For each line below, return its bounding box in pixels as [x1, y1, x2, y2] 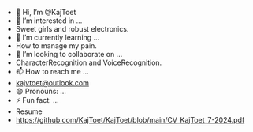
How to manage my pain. [15, 41, 97, 51]
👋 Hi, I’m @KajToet [15, 8, 76, 17]
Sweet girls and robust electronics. [15, 25, 129, 33]
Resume [15, 107, 43, 116]
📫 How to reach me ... [15, 67, 89, 76]
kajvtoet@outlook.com [15, 78, 89, 87]
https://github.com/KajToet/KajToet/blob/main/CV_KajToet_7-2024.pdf [15, 115, 245, 124]
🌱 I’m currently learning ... [15, 32, 100, 42]
